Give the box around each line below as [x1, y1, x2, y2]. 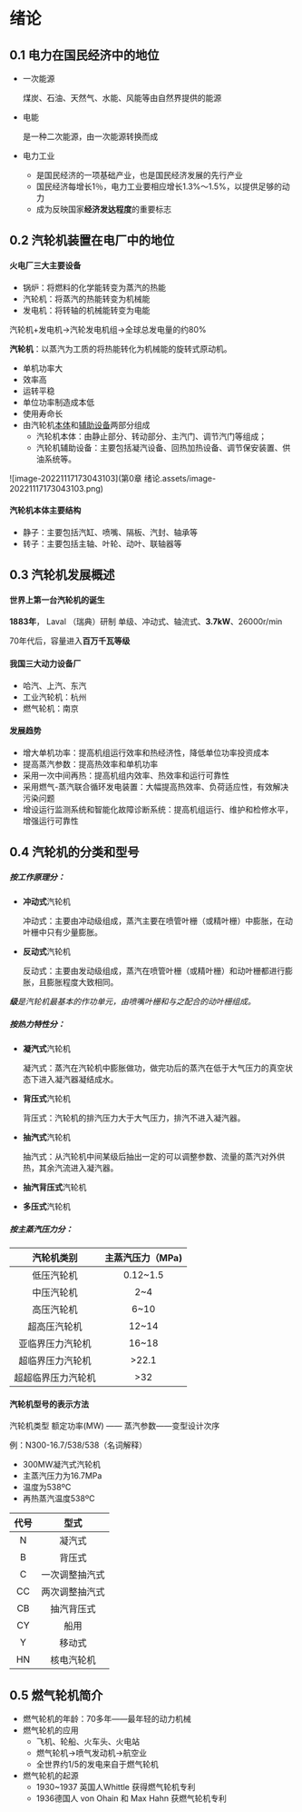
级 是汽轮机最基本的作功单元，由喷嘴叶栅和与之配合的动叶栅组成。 [9, 996, 256, 1007]
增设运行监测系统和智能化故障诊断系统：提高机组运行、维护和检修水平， [22, 803, 293, 814]
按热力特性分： [9, 1019, 65, 1030]
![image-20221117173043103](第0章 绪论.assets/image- [9, 473, 216, 483]
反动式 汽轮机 [22, 946, 71, 957]
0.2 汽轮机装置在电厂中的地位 [9, 233, 175, 248]
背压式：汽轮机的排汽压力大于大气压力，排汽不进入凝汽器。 [22, 1112, 246, 1123]
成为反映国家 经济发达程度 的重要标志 [35, 204, 172, 214]
